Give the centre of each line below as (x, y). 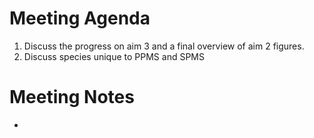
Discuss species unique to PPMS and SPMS (114, 56)
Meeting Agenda (80, 18)
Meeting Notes (72, 97)
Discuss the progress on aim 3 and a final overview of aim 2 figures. (164, 46)
